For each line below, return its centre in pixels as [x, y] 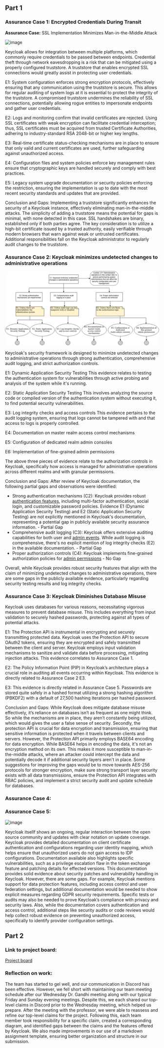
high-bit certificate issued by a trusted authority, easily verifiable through [79, 229]
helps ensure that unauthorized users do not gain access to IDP [69, 853]
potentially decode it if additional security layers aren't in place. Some [75, 760]
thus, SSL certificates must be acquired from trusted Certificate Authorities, [81, 128]
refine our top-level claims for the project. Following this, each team [73, 1015]
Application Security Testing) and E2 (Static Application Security [77, 512]
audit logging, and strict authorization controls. [52, 364]
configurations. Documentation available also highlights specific [69, 858]
